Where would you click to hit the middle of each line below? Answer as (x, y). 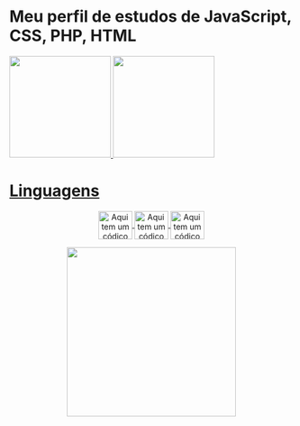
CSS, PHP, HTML (73, 36)
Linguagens (55, 191)
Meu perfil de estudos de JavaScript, (150, 17)
